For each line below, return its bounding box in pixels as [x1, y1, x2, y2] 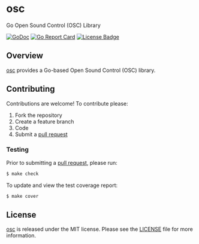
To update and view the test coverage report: [6, 182, 118, 189]
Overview [6, 50, 44, 61]
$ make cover [6, 193, 39, 199]
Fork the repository [14, 112, 63, 119]
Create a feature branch [14, 118, 74, 125]
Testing [6, 146, 29, 154]
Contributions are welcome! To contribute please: [6, 100, 129, 107]
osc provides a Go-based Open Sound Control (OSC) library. [6, 67, 156, 74]
